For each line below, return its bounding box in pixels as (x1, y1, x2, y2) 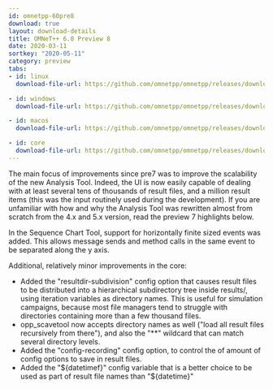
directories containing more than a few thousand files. (19, 310, 201, 321)
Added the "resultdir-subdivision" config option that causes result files (19, 276, 258, 286)
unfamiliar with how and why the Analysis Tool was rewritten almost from (8, 203, 253, 213)
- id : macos (8, 117, 49, 125)
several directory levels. (19, 336, 101, 346)
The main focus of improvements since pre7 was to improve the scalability (8, 168, 258, 179)
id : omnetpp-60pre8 (8, 11, 75, 20)
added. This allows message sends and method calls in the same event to (8, 236, 256, 246)
